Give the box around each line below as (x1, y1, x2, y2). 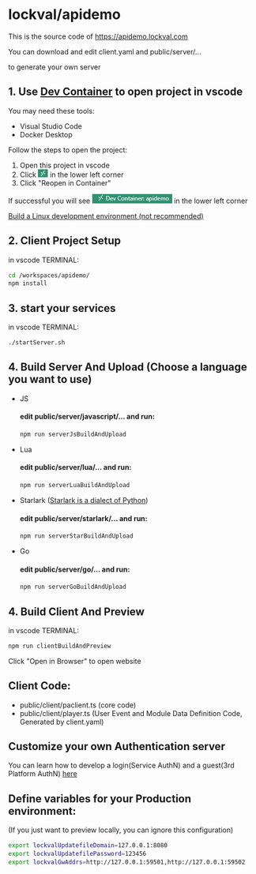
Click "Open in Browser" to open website (8, 656, 141, 666)
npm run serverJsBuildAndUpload (19, 430, 126, 439)
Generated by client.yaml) (19, 717, 104, 726)
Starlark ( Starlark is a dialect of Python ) (19, 495, 149, 505)
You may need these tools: (8, 106, 95, 115)
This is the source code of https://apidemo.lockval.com (8, 32, 188, 41)
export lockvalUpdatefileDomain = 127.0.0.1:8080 (8, 842, 168, 850)
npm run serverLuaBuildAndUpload (19, 482, 130, 490)
